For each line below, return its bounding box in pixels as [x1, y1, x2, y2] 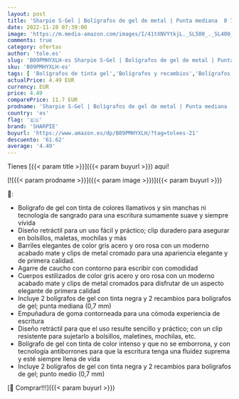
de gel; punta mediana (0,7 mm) [17, 302, 112, 310]
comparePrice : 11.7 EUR [7, 97, 78, 104]
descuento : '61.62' [7, 136, 65, 143]
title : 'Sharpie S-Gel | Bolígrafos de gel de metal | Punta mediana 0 [7, 17, 228, 24]
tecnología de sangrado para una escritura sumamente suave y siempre [17, 211, 229, 220]
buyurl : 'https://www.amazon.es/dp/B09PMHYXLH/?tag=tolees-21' [7, 129, 199, 137]
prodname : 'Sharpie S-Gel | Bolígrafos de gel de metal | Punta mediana [7, 103, 228, 110]
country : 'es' [7, 110, 50, 117]
